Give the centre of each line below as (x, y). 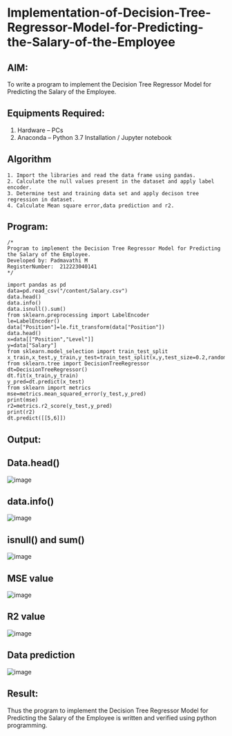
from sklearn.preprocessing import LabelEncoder (78, 315)
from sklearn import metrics (49, 388)
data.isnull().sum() (37, 309)
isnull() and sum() (46, 540)
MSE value (30, 578)
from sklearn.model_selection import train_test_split (88, 352)
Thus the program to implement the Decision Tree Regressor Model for (108, 710)
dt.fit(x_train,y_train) (43, 376)
